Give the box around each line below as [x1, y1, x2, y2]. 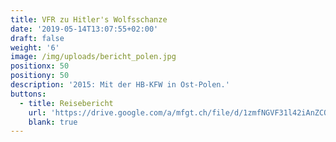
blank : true [28, 117, 78, 127]
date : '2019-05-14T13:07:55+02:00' [10, 24, 159, 34]
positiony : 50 [10, 71, 70, 81]
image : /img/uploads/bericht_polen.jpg [10, 52, 177, 62]
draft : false [10, 33, 65, 43]
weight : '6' [10, 42, 60, 53]
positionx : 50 [10, 61, 70, 71]
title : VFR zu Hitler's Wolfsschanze [10, 14, 168, 25]
